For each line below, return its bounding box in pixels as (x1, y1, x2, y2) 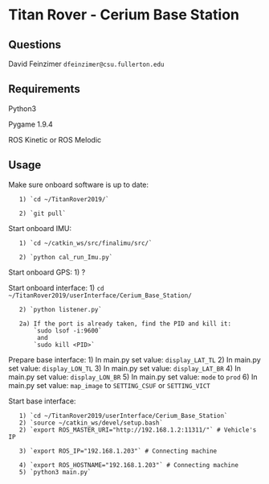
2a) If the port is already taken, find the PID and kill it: (18, 320, 231, 328)
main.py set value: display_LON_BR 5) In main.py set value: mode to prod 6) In (8, 372, 259, 382)
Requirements (8, 82, 80, 96)
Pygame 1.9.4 (8, 119, 54, 129)
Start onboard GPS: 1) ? (8, 267, 86, 277)
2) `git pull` (18, 209, 67, 217)
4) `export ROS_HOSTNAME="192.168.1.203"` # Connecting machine (18, 461, 239, 469)
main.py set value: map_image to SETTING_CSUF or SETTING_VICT (8, 380, 210, 390)
